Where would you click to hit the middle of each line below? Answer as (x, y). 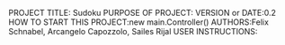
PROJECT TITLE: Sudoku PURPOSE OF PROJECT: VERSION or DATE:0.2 (142, 13)
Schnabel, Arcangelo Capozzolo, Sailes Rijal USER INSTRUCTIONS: (133, 31)
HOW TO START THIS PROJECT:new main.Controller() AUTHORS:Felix (138, 22)
